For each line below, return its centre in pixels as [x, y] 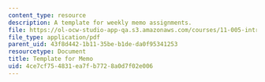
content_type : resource [47, 15]
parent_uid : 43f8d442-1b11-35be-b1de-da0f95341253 [93, 45]
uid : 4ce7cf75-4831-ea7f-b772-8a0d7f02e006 [81, 66]
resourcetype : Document [47, 52]
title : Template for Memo [50, 59]
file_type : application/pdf [54, 37]
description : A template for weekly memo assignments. [100, 23]
